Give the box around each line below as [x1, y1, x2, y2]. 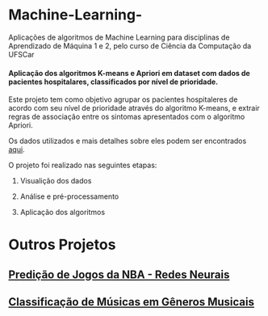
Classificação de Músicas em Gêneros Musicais [8, 295, 254, 309]
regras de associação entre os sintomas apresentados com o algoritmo [8, 112, 245, 122]
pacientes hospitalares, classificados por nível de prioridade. [8, 77, 219, 86]
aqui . [8, 145, 26, 154]
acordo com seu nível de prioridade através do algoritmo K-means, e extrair [8, 103, 260, 113]
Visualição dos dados [19, 176, 92, 186]
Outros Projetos [8, 236, 116, 254]
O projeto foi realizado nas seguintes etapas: [8, 160, 157, 171]
